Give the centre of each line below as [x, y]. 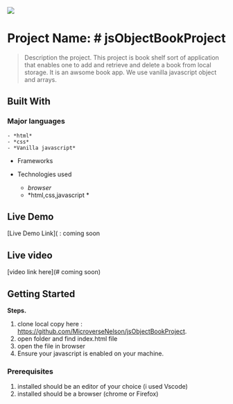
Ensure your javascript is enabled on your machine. [90, 353]
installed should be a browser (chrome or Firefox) [88, 394]
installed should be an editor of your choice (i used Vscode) [103, 387]
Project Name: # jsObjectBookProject [116, 39]
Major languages [36, 121]
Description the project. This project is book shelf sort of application [122, 57]
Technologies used [44, 174]
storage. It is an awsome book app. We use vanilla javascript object [120, 72]
